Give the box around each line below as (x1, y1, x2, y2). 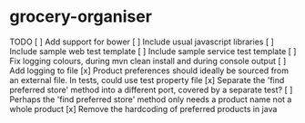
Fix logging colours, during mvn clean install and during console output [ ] (9, 55, 287, 66)
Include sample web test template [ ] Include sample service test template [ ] (9, 45, 297, 56)
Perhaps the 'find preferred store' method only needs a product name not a (9, 93, 292, 105)
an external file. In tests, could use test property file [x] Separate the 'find (9, 74, 285, 85)
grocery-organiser (9, 6, 153, 27)
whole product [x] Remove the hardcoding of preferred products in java (9, 103, 278, 114)
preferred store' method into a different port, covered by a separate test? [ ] (9, 84, 293, 95)
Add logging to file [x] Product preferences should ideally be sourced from (9, 65, 290, 76)
